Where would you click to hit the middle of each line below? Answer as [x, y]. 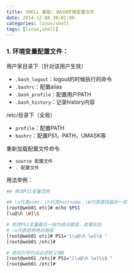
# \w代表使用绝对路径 [30, 230]
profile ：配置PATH [40, 128]
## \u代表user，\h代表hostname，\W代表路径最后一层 [67, 202]
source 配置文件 [34, 161]
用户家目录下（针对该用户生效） [46, 66]
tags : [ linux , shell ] [33, 29]
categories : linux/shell [38, 23]
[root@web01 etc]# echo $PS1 [43, 208]
